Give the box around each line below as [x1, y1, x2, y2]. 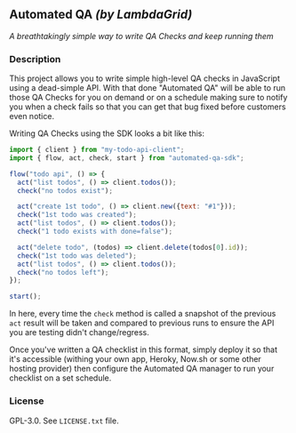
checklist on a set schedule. [9, 373, 112, 383]
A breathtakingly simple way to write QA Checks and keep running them [9, 30, 274, 41]
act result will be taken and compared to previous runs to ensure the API [9, 317, 275, 328]
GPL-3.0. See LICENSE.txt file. [9, 415, 119, 426]
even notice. [9, 111, 55, 122]
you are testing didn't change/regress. [9, 327, 149, 338]
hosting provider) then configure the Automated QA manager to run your [9, 364, 275, 374]
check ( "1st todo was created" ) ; [17, 211, 138, 220]
